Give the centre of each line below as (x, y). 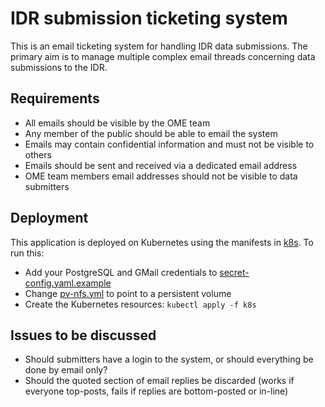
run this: (27, 253)
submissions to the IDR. (59, 67)
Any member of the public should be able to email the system (151, 133)
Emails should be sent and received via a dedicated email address (161, 165)
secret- (234, 272)
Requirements (55, 98)
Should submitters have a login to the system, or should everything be (169, 359)
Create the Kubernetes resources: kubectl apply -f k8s (140, 304)
